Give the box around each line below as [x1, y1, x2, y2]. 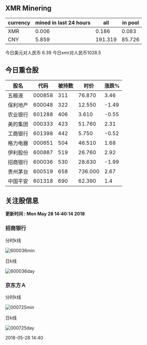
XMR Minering [5, 4, 52, 13]
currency [8, 19, 30, 26]
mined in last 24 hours [35, 19, 91, 26]
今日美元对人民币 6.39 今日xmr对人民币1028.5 [5, 49, 101, 55]
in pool [122, 19, 139, 26]
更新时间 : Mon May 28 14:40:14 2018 [5, 211, 85, 217]
